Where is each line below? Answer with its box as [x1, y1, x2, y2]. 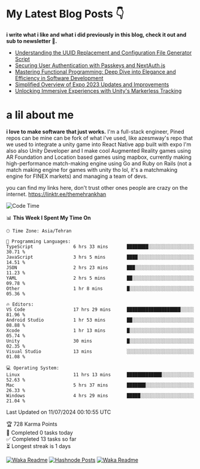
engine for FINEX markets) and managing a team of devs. [6, 173, 148, 180]
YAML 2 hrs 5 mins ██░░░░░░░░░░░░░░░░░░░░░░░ [6, 275, 195, 281]
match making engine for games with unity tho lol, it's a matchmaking [6, 166, 178, 173]
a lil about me [6, 108, 74, 122]
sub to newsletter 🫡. [6, 37, 57, 44]
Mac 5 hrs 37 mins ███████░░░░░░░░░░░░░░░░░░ [6, 382, 195, 388]
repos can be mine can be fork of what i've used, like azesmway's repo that [6, 134, 193, 141]
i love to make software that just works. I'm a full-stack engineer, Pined [6, 128, 184, 135]
